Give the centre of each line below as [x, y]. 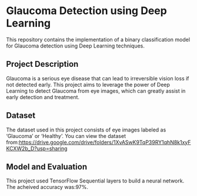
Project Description [42, 64]
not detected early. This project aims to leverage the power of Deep [88, 85]
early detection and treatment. [43, 97]
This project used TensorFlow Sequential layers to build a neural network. [95, 181]
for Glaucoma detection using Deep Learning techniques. [76, 46]
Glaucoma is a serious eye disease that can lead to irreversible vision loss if [98, 78]
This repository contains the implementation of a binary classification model [98, 39]
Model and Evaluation [46, 166]
